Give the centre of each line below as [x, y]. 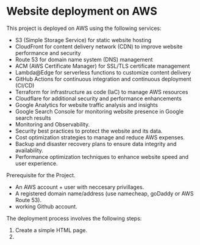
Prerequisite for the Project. [41, 175]
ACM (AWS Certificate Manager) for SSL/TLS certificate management [102, 66]
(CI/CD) [25, 85]
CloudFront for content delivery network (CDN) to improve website [99, 46]
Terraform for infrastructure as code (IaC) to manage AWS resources [102, 92]
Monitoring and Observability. [52, 124]
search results [33, 118]
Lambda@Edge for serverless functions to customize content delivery [103, 72]
